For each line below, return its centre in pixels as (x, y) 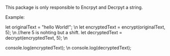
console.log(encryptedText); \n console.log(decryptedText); (68, 48)
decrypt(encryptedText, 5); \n (37, 38)
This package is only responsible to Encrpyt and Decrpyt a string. (74, 7)
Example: (15, 17)
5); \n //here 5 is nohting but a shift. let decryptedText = (64, 32)
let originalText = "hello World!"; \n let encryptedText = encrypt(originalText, (86, 27)
